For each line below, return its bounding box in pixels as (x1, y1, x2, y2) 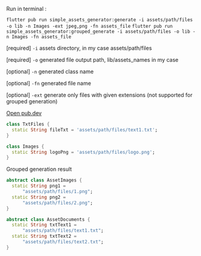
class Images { (6, 143, 45, 149)
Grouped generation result (6, 166, 72, 173)
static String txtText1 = (11, 222, 77, 228)
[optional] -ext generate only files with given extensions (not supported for (6, 91, 193, 99)
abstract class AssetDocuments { (6, 216, 91, 223)
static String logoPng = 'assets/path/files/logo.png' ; (11, 149, 155, 155)
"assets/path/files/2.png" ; (22, 200, 94, 206)
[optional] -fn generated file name (6, 80, 92, 87)
